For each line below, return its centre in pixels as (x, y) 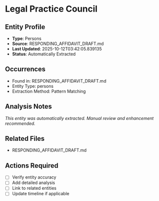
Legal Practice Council (51, 9)
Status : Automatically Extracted (44, 54)
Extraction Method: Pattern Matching (49, 91)
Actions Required (32, 165)
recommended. (20, 123)
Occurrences (25, 69)
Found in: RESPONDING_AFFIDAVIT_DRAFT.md (59, 81)
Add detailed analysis (33, 183)
